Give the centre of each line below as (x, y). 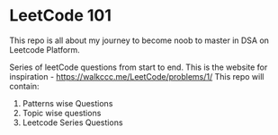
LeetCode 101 (61, 16)
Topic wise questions (62, 113)
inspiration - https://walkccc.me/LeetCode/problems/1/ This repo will (137, 76)
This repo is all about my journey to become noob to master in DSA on (139, 40)
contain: (24, 86)
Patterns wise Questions (67, 103)
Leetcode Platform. (45, 49)
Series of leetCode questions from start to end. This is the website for (139, 67)
